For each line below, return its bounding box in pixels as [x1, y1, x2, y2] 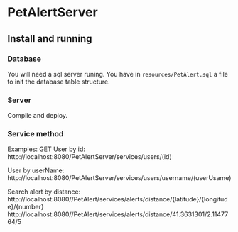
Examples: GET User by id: [7, 145, 85, 153]
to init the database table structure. [7, 77, 110, 86]
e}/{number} [7, 203, 44, 211]
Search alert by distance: [7, 187, 81, 196]
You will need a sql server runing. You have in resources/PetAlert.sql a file [7, 70, 229, 78]
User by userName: [7, 166, 65, 175]
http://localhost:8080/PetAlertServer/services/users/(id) [7, 153, 172, 161]
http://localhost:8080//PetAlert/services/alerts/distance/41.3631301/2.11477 [7, 210, 229, 219]
